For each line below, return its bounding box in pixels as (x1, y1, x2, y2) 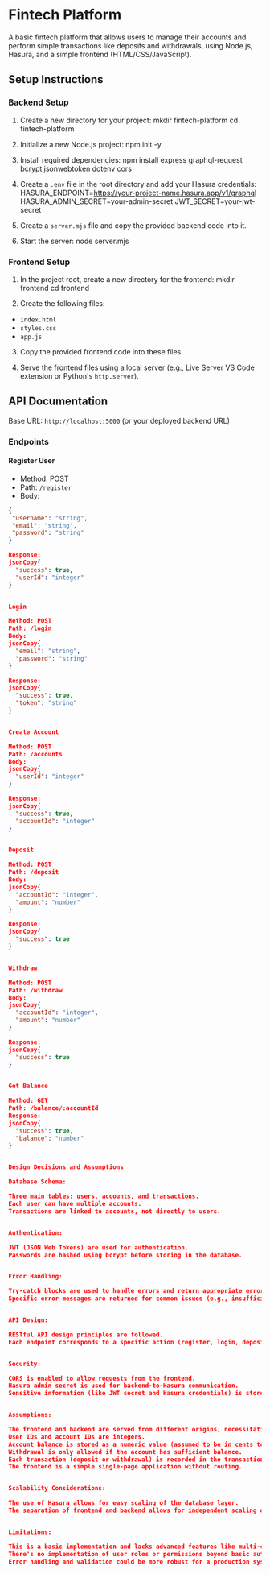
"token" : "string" (15, 699, 78, 707)
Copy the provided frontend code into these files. (19, 346, 183, 356)
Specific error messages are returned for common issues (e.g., (8, 1294, 228, 1303)
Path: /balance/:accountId (8, 1104, 99, 1112)
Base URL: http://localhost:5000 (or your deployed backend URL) (8, 416, 231, 425)
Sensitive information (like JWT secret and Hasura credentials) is (8, 1390, 243, 1398)
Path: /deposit (8, 868, 59, 876)
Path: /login (8, 624, 52, 633)
